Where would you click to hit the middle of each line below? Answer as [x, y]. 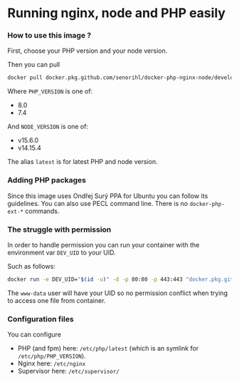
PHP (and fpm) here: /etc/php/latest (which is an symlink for [108, 349]
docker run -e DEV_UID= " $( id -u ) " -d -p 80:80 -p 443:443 [95, 279]
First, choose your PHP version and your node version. [87, 51]
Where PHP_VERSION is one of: [50, 91]
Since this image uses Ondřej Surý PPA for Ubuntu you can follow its [108, 196]
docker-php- [207, 204]
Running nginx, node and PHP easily [117, 13]
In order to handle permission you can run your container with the [103, 244]
